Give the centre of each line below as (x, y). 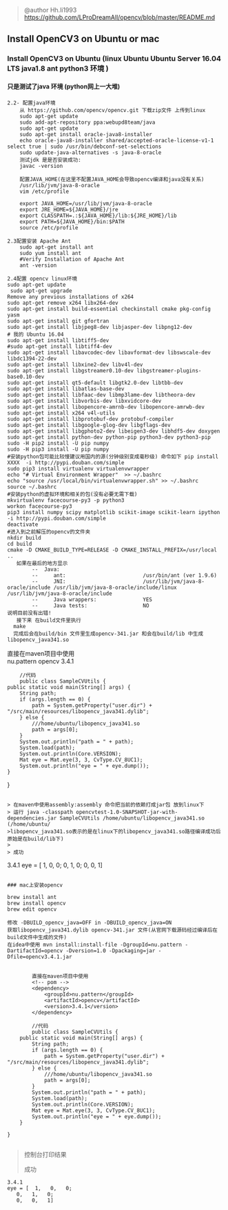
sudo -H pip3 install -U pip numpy (58, 449)
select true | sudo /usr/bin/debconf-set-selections (84, 146)
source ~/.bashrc (32, 486)
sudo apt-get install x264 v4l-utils (61, 413)
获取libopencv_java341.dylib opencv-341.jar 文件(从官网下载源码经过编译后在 (113, 930)
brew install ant (32, 897)
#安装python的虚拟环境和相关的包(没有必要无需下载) (72, 494)
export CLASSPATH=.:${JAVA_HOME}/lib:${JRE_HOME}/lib (98, 216)
